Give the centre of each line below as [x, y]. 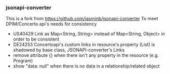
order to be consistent [36, 39]
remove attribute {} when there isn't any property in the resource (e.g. [86, 55]
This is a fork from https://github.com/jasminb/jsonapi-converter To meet [82, 19]
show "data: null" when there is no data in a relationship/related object [86, 66]
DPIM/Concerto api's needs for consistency [51, 24]
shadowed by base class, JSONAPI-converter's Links [69, 50]
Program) [23, 61]
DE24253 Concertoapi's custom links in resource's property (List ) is [84, 45]
